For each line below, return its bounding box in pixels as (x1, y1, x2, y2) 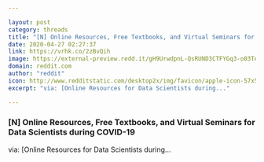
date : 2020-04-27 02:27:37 (8, 40, 97, 48)
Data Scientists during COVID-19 (8, 127, 136, 138)
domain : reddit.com (8, 62, 72, 71)
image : (8, 55, 30, 63)
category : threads (8, 25, 68, 34)
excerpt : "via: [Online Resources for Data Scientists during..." (8, 84, 230, 92)
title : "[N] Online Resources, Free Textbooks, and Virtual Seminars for (8, 33, 255, 41)
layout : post (8, 18, 51, 26)
